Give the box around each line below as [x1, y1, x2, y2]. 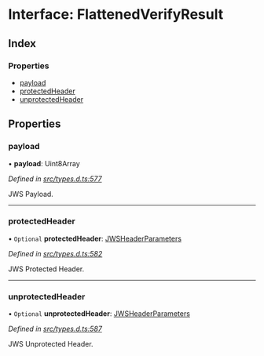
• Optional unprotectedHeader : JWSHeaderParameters [8, 309, 191, 318]
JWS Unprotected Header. [8, 340, 93, 349]
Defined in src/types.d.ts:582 [8, 249, 103, 258]
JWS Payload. [8, 189, 53, 198]
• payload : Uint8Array [8, 158, 80, 168]
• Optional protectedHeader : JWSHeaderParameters [8, 234, 182, 243]
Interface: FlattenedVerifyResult [8, 5, 224, 24]
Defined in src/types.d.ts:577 [8, 174, 102, 183]
